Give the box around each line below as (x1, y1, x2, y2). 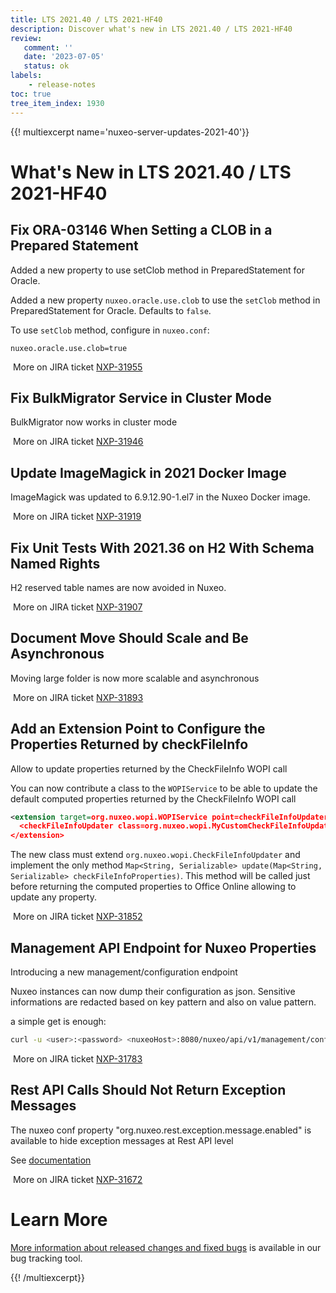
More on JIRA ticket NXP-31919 (12, 511, 142, 523)
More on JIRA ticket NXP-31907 (12, 601, 143, 613)
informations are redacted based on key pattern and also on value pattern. (10, 996, 317, 1008)
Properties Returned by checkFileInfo (10, 736, 249, 753)
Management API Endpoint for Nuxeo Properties (10, 939, 317, 956)
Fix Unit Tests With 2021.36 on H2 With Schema (10, 539, 315, 556)
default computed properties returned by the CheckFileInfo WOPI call (10, 792, 297, 805)
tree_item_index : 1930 (10, 98, 105, 108)
